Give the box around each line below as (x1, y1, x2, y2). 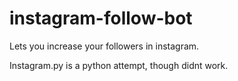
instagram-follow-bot (9, 7, 193, 30)
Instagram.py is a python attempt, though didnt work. (9, 59, 229, 71)
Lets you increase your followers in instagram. (9, 40, 200, 52)
